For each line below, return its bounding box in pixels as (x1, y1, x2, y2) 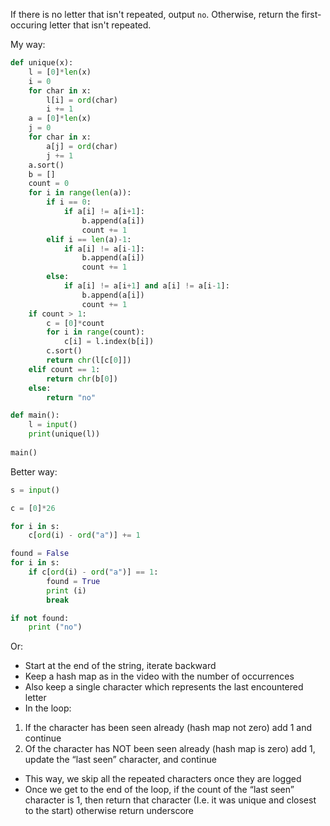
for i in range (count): (46, 327, 145, 338)
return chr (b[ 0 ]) (46, 374, 118, 384)
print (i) (46, 585, 87, 596)
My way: (10, 39, 46, 50)
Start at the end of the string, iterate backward (24, 660, 217, 672)
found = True (46, 576, 101, 586)
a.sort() (28, 160, 65, 170)
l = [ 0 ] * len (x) (28, 67, 92, 77)
